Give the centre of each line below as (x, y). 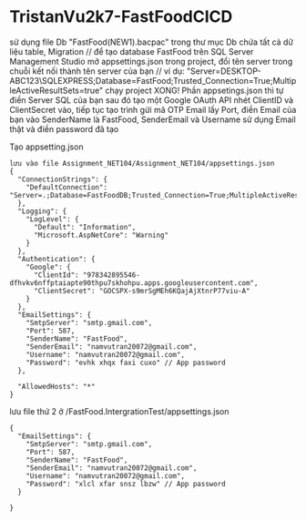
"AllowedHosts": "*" (56, 386)
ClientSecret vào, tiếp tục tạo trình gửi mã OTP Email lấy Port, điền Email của (153, 109)
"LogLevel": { (52, 219)
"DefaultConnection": (66, 187)
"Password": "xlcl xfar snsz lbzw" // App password (126, 484)
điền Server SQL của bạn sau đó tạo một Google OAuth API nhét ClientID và (152, 100)
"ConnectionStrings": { (62, 179)
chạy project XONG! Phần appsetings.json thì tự (194, 90)
